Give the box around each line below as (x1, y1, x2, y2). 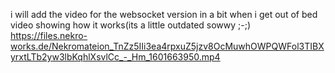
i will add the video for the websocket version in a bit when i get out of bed (10, 9, 318, 20)
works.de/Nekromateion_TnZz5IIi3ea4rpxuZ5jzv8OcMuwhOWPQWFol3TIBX (10, 40, 325, 52)
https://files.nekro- (10, 30, 88, 41)
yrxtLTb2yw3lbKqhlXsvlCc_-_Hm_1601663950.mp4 (10, 51, 221, 63)
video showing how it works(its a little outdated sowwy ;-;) (10, 19, 252, 31)
